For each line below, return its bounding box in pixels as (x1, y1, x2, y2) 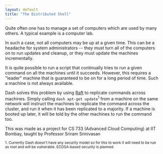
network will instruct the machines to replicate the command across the (5, 101, 150, 107)
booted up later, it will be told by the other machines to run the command (5, 111, 152, 117)
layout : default (5, 7, 38, 12)
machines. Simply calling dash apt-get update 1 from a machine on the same (5, 95, 158, 101)
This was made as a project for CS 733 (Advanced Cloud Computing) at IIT (5, 126, 156, 132)
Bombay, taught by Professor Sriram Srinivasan (5, 131, 101, 137)
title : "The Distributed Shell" (5, 12, 71, 17)
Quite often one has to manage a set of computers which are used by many (5, 25, 157, 31)
